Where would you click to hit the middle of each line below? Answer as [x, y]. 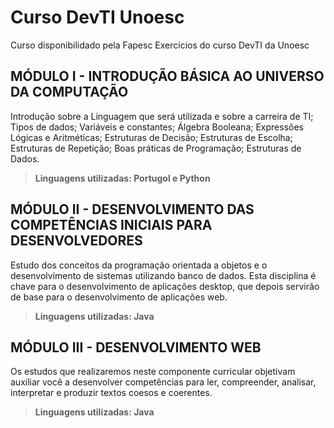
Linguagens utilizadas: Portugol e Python [122, 178]
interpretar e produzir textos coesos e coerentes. [111, 393]
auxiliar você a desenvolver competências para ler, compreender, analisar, [163, 382]
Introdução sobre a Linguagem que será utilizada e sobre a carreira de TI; [162, 116]
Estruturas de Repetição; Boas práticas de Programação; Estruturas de [156, 148]
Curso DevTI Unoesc [97, 17]
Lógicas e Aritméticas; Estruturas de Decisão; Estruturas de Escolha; [151, 137]
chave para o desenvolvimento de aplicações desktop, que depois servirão [165, 286]
